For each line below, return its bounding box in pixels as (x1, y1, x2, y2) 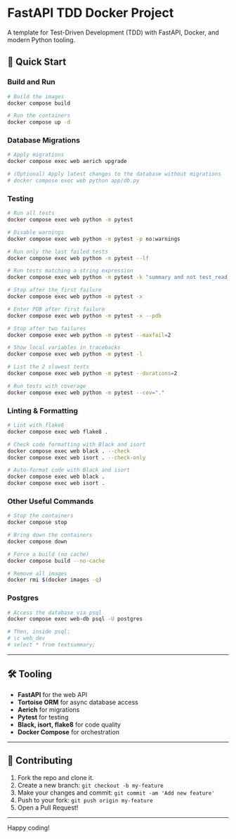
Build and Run (7, 77, 56, 87)
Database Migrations (7, 136, 81, 145)
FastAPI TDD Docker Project (7, 5, 174, 21)
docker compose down (7, 538, 68, 545)
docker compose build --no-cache (7, 557, 105, 564)
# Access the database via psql (7, 609, 102, 616)
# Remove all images (7, 570, 68, 577)
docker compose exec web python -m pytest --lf (7, 254, 150, 261)
